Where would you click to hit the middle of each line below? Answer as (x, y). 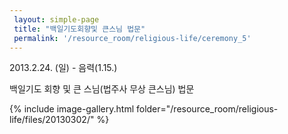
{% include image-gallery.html (72, 109)
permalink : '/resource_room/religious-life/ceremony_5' (132, 38)
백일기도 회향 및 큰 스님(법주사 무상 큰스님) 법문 (102, 89)
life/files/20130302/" (52, 120)
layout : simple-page (56, 19)
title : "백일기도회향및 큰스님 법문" (79, 29)
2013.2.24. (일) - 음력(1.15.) (63, 68)
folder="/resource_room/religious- (207, 109)
